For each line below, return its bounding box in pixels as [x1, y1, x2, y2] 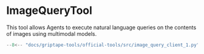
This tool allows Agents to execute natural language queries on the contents [6, 24, 197, 31]
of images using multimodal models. [6, 30, 97, 37]
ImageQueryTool [6, 4, 93, 18]
